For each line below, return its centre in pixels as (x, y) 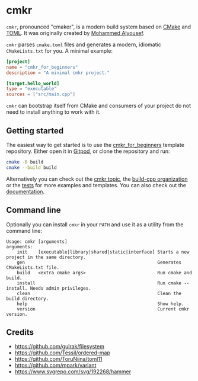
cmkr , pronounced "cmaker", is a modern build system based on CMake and (99, 27)
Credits (20, 332)
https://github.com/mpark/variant (55, 366)
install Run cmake (99, 283)
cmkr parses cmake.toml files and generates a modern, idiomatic (84, 44)
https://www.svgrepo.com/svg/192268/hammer (73, 372)
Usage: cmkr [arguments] (37, 241)
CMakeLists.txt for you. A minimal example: (59, 50)
